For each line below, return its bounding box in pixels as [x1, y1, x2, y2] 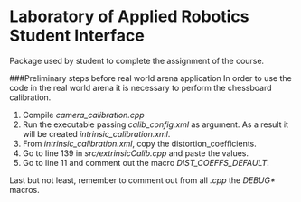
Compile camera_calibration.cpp [22, 109, 145, 120]
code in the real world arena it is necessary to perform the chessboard [9, 82, 273, 93]
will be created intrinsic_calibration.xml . [22, 128, 171, 139]
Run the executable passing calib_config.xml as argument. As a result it [22, 119, 289, 130]
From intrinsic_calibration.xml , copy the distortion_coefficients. [22, 138, 258, 149]
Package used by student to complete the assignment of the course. [9, 55, 265, 66]
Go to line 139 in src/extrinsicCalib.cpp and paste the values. [22, 147, 249, 159]
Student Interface [9, 25, 145, 46]
